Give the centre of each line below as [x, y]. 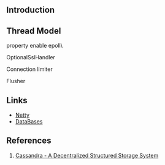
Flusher [16, 81]
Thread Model [34, 31]
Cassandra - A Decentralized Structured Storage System [87, 155]
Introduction [31, 10]
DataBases [29, 122]
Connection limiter [30, 69]
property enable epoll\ [35, 46]
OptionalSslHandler [31, 57]
